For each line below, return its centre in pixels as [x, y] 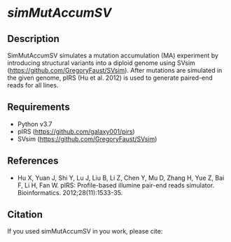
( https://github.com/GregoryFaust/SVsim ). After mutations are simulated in [115, 70]
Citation [25, 215]
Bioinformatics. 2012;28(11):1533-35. [70, 192]
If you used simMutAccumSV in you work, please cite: [85, 232]
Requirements [38, 107]
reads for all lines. [33, 85]
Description [33, 39]
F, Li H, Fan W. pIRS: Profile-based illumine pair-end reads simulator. [116, 185]
